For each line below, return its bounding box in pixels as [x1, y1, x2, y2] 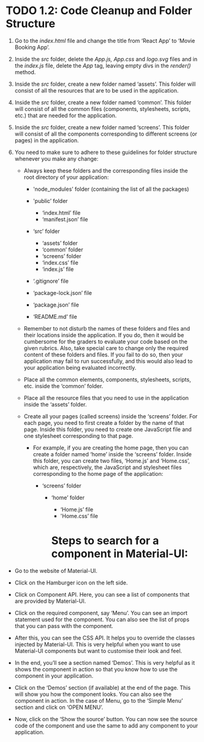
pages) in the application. [14, 136, 79, 144]
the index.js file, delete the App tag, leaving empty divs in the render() [14, 62, 191, 69]
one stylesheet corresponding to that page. [23, 432, 134, 439]
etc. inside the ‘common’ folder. [23, 382, 104, 389]
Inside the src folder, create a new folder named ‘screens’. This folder [14, 123, 190, 131]
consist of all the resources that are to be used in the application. [14, 86, 179, 94]
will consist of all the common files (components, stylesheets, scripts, [14, 105, 191, 112]
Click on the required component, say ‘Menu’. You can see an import [14, 609, 187, 616]
